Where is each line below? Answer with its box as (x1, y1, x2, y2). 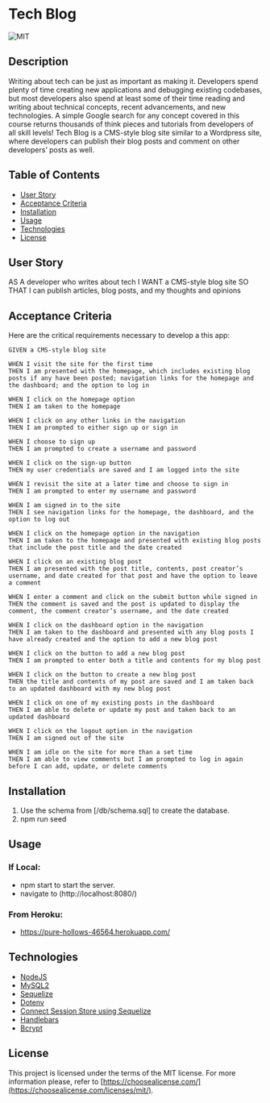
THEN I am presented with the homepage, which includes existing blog (8, 368, 251, 376)
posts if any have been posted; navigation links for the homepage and (8, 374, 254, 383)
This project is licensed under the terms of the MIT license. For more (8, 1068, 236, 1077)
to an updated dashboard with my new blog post (8, 685, 172, 693)
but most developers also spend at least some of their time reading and (8, 94, 246, 103)
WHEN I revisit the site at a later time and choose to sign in (8, 481, 229, 489)
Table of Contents (8, 169, 101, 182)
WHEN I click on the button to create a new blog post (8, 671, 197, 679)
